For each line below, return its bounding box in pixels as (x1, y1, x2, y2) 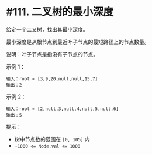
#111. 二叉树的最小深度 (6, 5, 114, 19)
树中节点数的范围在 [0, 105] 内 (14, 135, 90, 142)
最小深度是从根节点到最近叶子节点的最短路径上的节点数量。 (6, 38, 150, 45)
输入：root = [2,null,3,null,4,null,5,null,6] (6, 106, 119, 112)
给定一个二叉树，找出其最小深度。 (6, 26, 88, 33)
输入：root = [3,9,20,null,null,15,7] (6, 76, 98, 82)
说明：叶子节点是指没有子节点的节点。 (6, 50, 98, 57)
